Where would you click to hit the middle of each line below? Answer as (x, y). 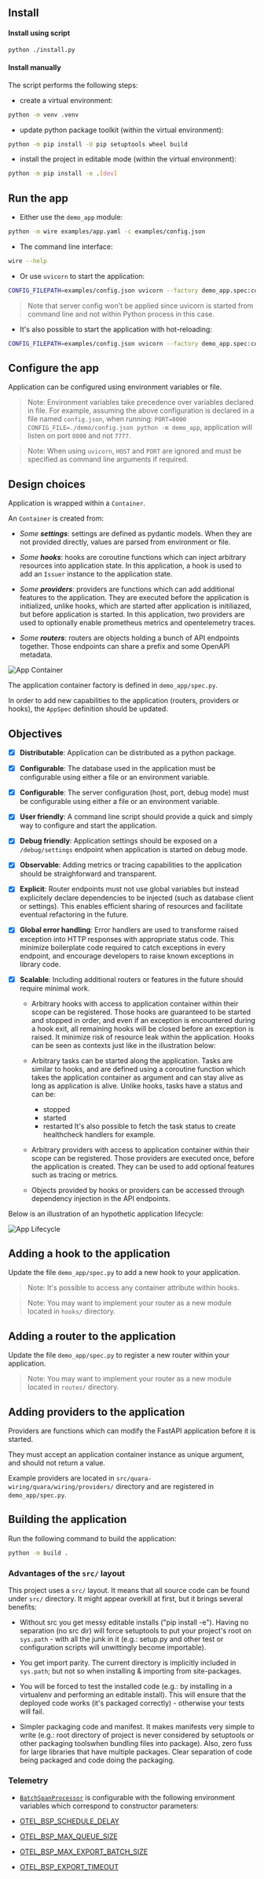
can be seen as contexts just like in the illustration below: (123, 1045)
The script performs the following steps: (73, 85)
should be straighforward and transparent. (88, 874)
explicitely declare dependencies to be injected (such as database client (136, 898)
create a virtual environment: (66, 100)
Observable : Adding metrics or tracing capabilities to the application (130, 865)
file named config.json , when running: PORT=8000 (107, 419)
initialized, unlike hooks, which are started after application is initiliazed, (135, 606)
